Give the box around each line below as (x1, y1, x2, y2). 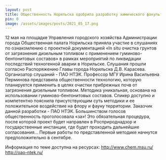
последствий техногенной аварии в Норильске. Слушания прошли (5, 61, 146, 67)
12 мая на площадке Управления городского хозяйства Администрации (5, 35, 157, 41)
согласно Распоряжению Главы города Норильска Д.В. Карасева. (5, 66, 146, 72)
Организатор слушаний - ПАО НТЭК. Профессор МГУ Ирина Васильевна (5, 71, 160, 77)
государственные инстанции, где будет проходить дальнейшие (5, 124, 139, 130)
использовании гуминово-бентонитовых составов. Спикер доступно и (5, 93, 155, 99)
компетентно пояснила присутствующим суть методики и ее (5, 98, 135, 104)
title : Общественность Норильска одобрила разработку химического (5, 12, 145, 17)
